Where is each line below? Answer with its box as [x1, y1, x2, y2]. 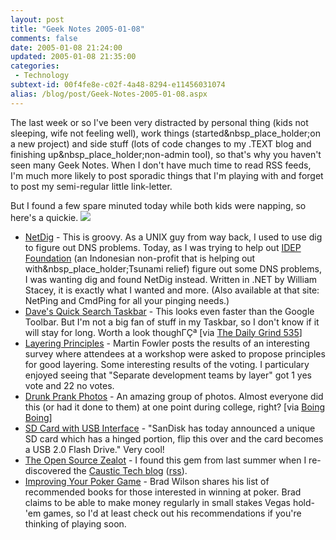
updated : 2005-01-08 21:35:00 [10, 52, 137, 62]
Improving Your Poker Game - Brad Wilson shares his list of [24, 475, 270, 487]
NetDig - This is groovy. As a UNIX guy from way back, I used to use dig [24, 231, 323, 243]
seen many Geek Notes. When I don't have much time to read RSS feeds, [10, 159, 312, 171]
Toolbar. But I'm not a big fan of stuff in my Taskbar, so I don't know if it [24, 316, 320, 328]
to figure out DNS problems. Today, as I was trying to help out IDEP [24, 241, 302, 253]
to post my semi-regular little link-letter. [10, 180, 173, 192]
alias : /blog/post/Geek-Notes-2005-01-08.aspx [10, 89, 208, 99]
